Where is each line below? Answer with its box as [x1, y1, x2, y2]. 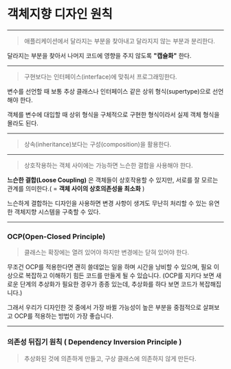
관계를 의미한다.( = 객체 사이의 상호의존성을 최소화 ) [7, 184, 145, 193]
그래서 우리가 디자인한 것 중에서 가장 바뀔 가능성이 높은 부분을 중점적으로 [7, 304, 201, 312]
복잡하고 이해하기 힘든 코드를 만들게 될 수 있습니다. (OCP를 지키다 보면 [25, 271, 214, 280]
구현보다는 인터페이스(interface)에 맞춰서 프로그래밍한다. [23, 72, 177, 81]
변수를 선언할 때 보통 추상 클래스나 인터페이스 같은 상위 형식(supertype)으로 [7, 87, 211, 95]
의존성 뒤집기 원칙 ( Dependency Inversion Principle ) [7, 337, 182, 347]
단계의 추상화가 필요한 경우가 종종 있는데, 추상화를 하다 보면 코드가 [19, 280, 198, 288]
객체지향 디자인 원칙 [7, 6, 113, 22]
